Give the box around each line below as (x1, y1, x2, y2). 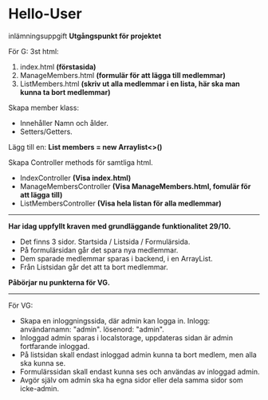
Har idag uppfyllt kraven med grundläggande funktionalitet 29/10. (8, 221, 231, 231)
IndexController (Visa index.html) (19, 173, 132, 182)
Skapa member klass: (8, 103, 80, 112)
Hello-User (8, 5, 82, 23)
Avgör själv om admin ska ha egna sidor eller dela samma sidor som (19, 375, 243, 385)
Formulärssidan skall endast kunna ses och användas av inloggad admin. (19, 367, 260, 376)
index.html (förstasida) (19, 61, 97, 72)
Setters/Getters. (19, 127, 73, 136)
